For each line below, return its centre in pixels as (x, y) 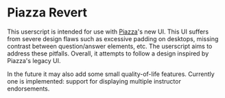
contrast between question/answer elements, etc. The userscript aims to (110, 46)
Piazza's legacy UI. (34, 60)
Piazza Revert (47, 13)
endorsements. (28, 88)
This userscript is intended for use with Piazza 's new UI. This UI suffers (108, 32)
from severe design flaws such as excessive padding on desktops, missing (113, 38)
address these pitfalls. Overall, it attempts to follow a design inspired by (108, 53)
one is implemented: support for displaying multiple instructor (94, 81)
